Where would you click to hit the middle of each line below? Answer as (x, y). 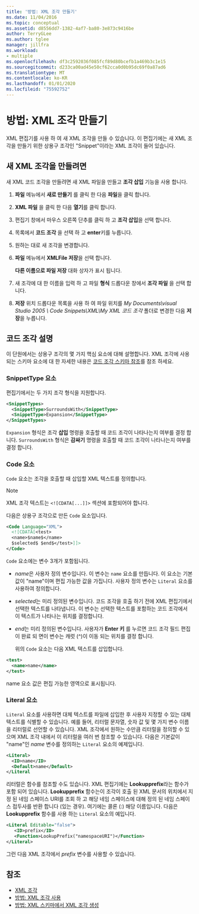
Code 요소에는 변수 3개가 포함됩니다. (48, 561)
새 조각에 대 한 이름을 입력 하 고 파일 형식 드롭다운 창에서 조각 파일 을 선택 (100, 283)
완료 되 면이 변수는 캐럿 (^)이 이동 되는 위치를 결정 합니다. (88, 636)
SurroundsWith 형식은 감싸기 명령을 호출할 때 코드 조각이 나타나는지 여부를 (105, 440)
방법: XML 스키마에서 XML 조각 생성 (57, 905)
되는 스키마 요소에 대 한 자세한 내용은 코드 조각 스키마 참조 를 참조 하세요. (90, 362)
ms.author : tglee (28, 39)
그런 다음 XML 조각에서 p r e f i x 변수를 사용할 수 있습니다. (71, 854)
